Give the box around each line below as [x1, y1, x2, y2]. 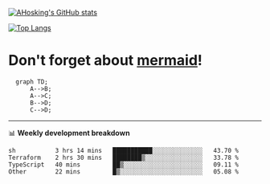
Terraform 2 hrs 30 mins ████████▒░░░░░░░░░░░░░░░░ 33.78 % [8, 153, 239, 162]
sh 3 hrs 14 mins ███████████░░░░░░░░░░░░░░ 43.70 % [8, 146, 239, 154]
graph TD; [15, 77, 48, 86]
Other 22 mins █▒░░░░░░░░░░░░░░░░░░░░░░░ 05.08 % [8, 167, 239, 176]
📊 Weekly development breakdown [8, 128, 130, 137]
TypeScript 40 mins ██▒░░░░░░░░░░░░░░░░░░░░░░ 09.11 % [8, 161, 239, 169]
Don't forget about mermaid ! [8, 51, 203, 70]
